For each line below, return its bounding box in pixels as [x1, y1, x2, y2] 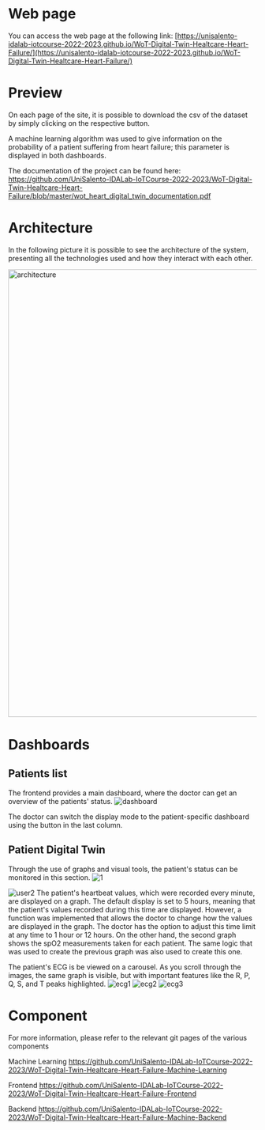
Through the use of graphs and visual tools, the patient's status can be [8, 864, 238, 874]
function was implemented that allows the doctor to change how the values [8, 913, 252, 923]
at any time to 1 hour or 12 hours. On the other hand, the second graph [8, 930, 237, 939]
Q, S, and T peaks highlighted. [8, 979, 106, 988]
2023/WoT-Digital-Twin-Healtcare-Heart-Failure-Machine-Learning [8, 1065, 227, 1075]
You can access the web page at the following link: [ [8, 31, 177, 40]
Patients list [8, 767, 68, 780]
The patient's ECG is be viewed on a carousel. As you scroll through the [8, 962, 242, 972]
